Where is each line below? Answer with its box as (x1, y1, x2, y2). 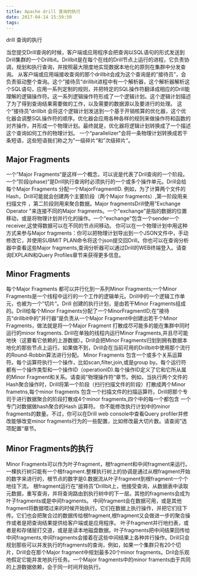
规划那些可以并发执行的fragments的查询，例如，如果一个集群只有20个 (6, 541, 176, 548)
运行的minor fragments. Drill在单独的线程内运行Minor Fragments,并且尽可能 (6, 330, 189, 336)
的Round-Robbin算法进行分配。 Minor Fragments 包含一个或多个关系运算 (6, 351, 183, 359)
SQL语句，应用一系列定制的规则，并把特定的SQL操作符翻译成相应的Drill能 (11, 86, 190, 93)
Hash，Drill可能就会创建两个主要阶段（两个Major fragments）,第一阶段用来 (6, 193, 188, 200)
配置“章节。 (11, 425, 40, 432)
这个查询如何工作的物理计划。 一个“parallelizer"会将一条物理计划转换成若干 (6, 130, 188, 137)
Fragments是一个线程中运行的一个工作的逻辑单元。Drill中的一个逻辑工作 (6, 293, 180, 300)
